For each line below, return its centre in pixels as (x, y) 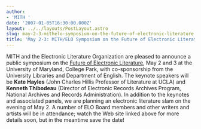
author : (16, 12)
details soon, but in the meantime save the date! (65, 120)
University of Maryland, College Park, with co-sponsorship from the (90, 69)
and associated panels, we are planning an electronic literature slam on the (99, 101)
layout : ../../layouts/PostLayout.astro (57, 28)
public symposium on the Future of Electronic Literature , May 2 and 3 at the (99, 63)
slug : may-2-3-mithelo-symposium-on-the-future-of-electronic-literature (100, 34)
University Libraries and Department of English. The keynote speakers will (98, 76)
